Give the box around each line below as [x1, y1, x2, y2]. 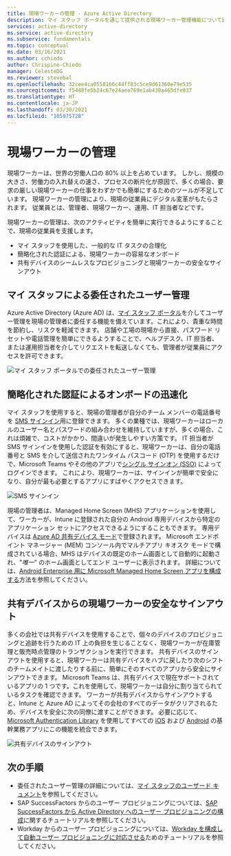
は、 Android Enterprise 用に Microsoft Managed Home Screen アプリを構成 [7, 567, 221, 575]
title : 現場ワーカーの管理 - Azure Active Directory [7, 10, 153, 17]
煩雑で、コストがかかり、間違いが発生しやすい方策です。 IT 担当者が [19, 434, 214, 442]
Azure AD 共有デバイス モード [32, 532, 118, 541]
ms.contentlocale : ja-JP [7, 100, 78, 107]
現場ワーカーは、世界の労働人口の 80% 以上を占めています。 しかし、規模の [7, 168, 224, 177]
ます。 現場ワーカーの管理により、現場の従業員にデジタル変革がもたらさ [12, 195, 219, 203]
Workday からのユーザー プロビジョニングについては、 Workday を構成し [16, 824, 223, 833]
